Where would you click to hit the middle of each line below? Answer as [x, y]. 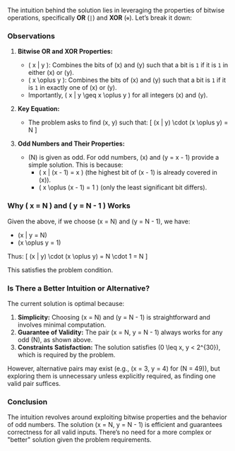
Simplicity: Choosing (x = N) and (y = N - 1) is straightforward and [114, 317]
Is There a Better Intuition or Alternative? [79, 288]
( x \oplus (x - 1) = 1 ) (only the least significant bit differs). [123, 187]
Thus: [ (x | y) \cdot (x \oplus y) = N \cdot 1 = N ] [78, 256]
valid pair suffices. [34, 383]
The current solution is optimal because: [66, 303]
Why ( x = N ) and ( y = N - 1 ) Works [69, 206]
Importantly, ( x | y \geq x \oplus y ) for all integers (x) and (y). [118, 95]
